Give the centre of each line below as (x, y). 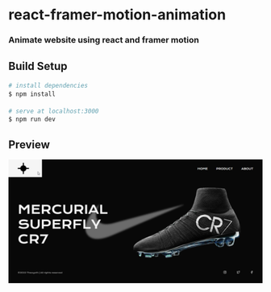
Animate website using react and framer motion (104, 40)
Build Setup (38, 66)
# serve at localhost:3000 (54, 111)
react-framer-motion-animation (117, 15)
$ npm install (32, 94)
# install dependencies (48, 85)
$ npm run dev (32, 119)
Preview (29, 144)
